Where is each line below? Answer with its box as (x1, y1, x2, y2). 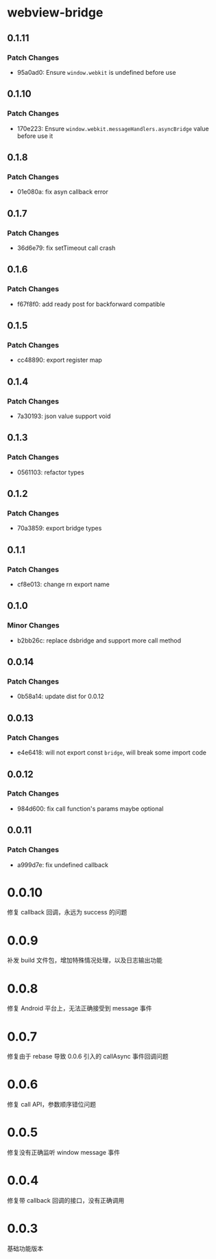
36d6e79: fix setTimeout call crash (16, 244, 116, 252)
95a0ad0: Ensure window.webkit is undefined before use (16, 68, 176, 76)
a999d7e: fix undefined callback (16, 860, 108, 869)
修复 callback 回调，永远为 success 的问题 (7, 908, 128, 916)
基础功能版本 (7, 1245, 43, 1252)
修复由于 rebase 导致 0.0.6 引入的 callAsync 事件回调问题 (7, 1052, 169, 1061)
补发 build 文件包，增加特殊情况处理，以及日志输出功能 (7, 956, 163, 965)
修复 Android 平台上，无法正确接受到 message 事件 (7, 1004, 152, 1013)
